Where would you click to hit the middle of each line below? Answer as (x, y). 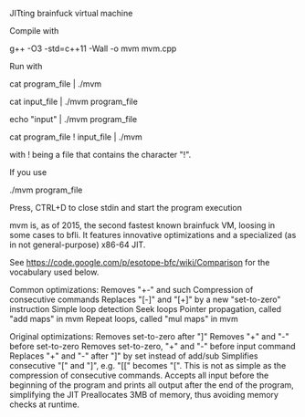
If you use (28, 172)
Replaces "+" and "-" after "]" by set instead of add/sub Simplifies (134, 356)
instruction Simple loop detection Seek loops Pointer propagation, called (145, 309)
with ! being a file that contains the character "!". (100, 155)
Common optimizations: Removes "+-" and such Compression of (131, 290)
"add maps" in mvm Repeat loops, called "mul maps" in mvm (124, 319)
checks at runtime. (45, 404)
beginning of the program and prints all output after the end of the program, (152, 385)
